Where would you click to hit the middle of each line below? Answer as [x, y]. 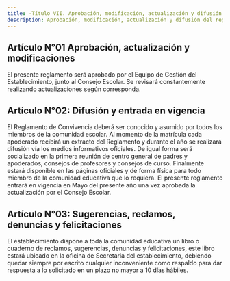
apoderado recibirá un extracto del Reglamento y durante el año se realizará [115, 142]
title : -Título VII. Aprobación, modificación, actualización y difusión [115, 13]
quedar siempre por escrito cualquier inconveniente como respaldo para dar [115, 263]
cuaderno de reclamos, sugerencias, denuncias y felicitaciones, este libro [111, 248]
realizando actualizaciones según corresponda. [74, 89]
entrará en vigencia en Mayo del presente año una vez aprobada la [101, 185]
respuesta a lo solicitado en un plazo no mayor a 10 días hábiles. [98, 270]
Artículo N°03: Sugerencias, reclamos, [91, 214]
